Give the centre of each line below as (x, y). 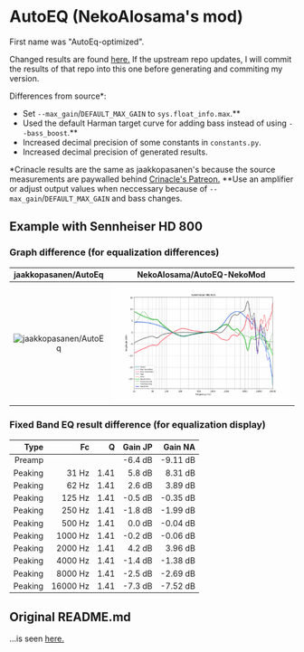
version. (24, 78)
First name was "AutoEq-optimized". (77, 42)
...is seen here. (37, 638)
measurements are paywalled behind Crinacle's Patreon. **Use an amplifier (152, 179)
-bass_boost (45, 133)
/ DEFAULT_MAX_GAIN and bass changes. (112, 198)
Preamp (28, 460)
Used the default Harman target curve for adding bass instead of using (154, 123)
